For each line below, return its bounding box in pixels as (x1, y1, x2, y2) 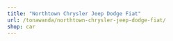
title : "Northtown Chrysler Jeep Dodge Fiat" (7, 10, 141, 17)
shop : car (7, 23, 36, 30)
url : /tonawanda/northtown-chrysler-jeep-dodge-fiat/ (7, 17, 167, 24)
